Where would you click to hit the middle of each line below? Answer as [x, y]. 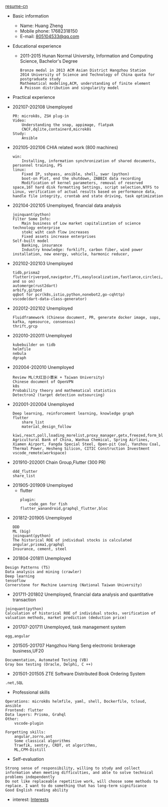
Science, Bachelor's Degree [49, 61]
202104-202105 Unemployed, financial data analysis [67, 205]
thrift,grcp [25, 326]
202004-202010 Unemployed [43, 367]
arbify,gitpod [27, 290]
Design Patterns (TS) [28, 568]
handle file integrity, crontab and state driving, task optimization [88, 196]
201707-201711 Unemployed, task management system [69, 627]
